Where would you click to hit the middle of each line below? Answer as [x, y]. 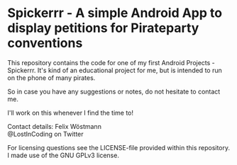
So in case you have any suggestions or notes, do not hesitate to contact [114, 91]
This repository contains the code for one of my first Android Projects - [111, 62]
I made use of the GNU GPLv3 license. [63, 155]
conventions [45, 43]
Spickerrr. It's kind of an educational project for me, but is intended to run [115, 70]
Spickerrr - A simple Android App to [115, 13]
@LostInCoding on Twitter [45, 134]
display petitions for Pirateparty [103, 28]
